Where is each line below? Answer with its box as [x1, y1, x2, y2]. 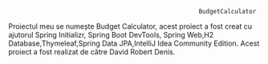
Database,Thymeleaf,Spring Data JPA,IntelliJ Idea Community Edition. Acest [8, 38, 260, 48]
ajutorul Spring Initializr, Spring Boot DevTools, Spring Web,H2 [8, 30, 214, 39]
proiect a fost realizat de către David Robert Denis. [8, 47, 176, 56]
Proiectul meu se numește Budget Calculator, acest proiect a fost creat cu [8, 22, 253, 31]
